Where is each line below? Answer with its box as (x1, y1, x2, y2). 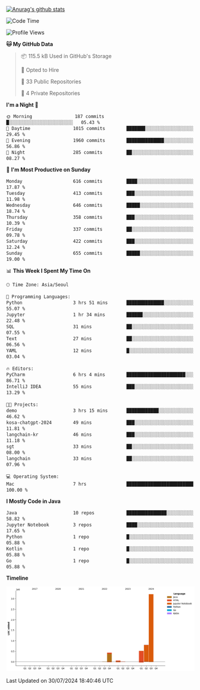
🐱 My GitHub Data (6, 41, 54, 47)
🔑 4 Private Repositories (20, 90, 81, 97)
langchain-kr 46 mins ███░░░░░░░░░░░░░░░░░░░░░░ (6, 432, 194, 438)
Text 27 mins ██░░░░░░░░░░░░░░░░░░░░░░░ (6, 336, 194, 342)
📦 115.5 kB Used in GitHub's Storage (20, 53, 112, 59)
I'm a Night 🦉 (6, 101, 39, 108)
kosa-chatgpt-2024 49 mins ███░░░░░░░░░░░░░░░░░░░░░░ (6, 420, 194, 426)
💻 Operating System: (6, 474, 60, 480)
